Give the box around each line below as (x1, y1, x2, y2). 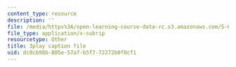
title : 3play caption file (7, 43, 86, 50)
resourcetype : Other (7, 36, 68, 43)
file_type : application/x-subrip (7, 29, 105, 37)
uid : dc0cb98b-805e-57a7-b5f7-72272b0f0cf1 (7, 50, 137, 57)
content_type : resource (7, 10, 77, 17)
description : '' (7, 17, 55, 24)
